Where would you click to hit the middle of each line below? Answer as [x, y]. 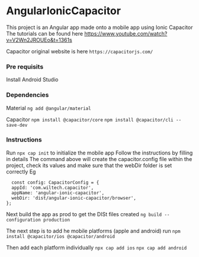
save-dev [17, 125]
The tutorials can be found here [45, 33]
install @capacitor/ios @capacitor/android [61, 236]
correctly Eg [21, 171]
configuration [24, 220]
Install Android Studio [32, 80]
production [57, 220]
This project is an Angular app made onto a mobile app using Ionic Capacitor [99, 27]
